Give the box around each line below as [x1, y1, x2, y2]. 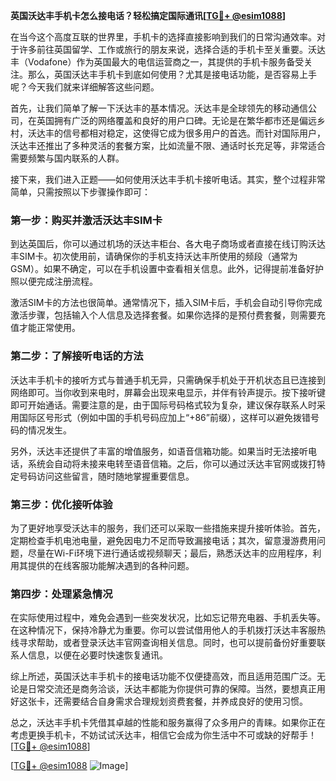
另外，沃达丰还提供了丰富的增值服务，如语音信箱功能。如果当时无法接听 [10, 445, 308, 457]
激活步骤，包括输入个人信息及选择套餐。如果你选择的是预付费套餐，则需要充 [10, 309, 326, 321]
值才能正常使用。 [10, 322, 81, 334]
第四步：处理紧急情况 [10, 587, 113, 601]
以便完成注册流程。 [18, 275, 98, 288]
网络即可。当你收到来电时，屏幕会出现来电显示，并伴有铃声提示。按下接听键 [10, 386, 326, 398]
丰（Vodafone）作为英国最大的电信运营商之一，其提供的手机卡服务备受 [10, 56, 305, 68]
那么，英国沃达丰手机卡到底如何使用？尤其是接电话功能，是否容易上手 [27, 69, 317, 80]
